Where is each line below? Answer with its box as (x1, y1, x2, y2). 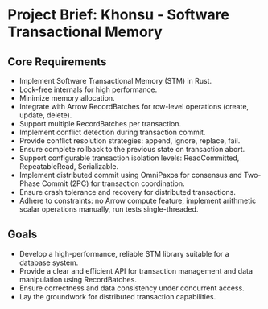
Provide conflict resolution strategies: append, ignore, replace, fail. (19, 136, 241, 146)
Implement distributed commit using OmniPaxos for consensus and (19, 171, 242, 179)
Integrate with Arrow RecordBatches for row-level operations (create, (19, 102, 249, 111)
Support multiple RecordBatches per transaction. (19, 119, 182, 128)
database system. (19, 257, 79, 267)
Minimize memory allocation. (19, 93, 115, 102)
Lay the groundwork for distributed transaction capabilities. (19, 291, 216, 301)
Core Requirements (7, 55, 107, 68)
